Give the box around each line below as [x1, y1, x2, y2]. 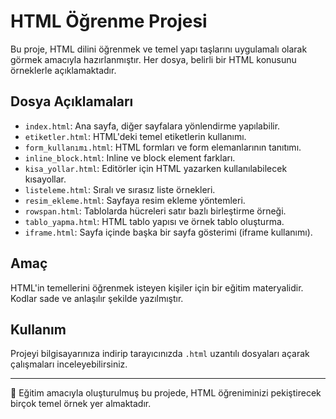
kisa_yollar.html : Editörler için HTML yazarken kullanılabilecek [24, 162, 288, 174]
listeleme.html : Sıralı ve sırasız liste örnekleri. [24, 183, 216, 195]
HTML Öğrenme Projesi [10, 10, 208, 33]
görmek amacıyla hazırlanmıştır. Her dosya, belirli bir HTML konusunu [10, 53, 297, 65]
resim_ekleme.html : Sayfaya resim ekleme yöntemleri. [24, 194, 246, 206]
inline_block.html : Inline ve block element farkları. [24, 151, 236, 164]
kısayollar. [24, 173, 67, 185]
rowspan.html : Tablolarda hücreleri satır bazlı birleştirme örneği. [24, 205, 287, 217]
